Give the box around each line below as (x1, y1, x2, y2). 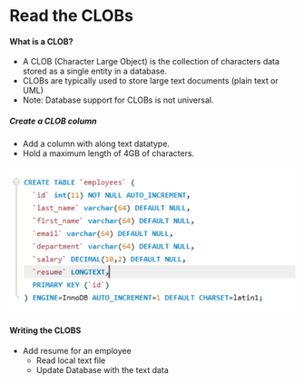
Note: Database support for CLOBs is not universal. (22, 94, 214, 105)
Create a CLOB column (9, 115, 97, 126)
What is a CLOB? (9, 35, 74, 46)
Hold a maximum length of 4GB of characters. (22, 148, 195, 159)
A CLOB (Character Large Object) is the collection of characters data (22, 56, 279, 67)
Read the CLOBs (9, 5, 134, 26)
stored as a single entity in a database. (22, 65, 168, 77)
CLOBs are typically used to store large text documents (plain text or (22, 75, 279, 86)
